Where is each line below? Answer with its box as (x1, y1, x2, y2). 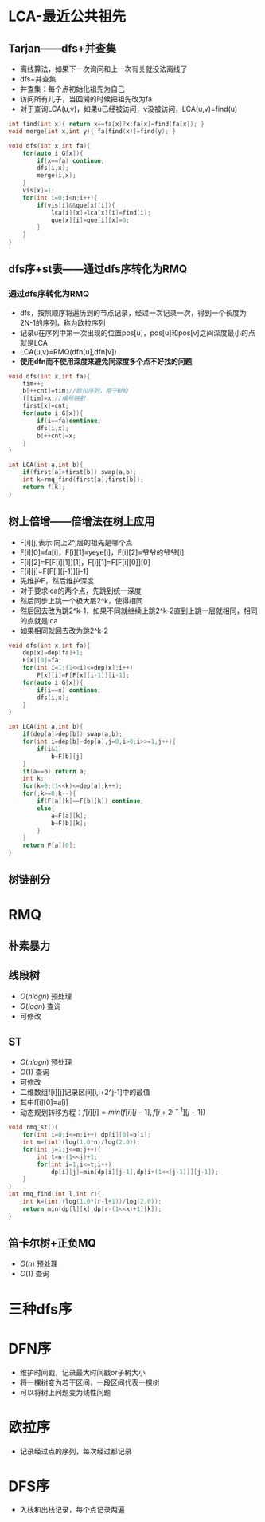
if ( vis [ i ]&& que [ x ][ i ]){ (37, 201, 115, 209)
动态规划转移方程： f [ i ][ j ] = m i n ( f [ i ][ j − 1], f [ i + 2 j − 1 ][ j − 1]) (19, 1106, 206, 1117)
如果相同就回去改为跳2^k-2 (19, 626, 109, 635)
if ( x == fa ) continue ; (37, 156, 105, 164)
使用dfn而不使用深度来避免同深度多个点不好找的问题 (19, 356, 193, 366)
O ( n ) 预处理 (19, 1259, 58, 1269)
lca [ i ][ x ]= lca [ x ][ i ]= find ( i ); (50, 208, 151, 216)
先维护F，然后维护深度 (19, 575, 95, 585)
